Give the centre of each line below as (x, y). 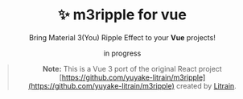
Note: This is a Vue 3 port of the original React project (132, 68)
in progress (122, 53)
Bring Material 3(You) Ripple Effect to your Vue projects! (122, 37)
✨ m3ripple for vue (122, 15)
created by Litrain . (206, 85)
